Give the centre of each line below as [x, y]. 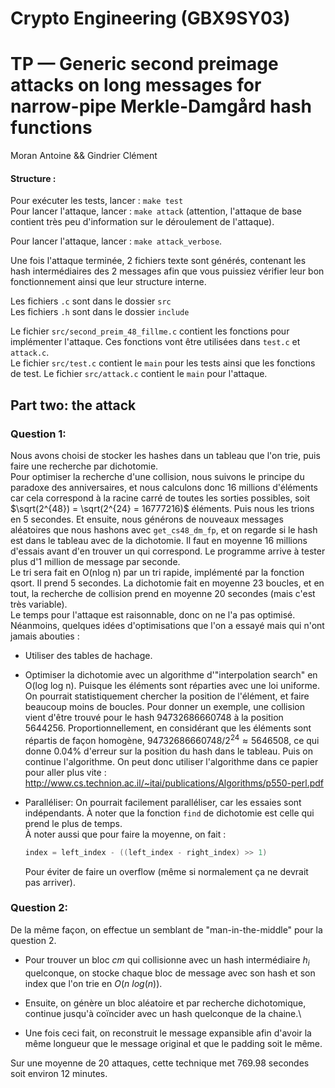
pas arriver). [50, 882]
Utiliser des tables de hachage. [88, 656]
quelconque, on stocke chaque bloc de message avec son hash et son [170, 973]
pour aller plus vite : [65, 772]
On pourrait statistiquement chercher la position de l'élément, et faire [167, 696]
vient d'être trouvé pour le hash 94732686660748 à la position [154, 718]
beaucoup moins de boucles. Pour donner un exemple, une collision [164, 707]
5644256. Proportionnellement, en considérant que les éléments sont [168, 728]
